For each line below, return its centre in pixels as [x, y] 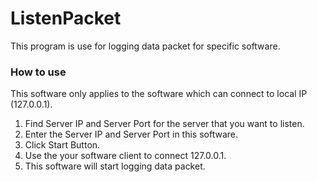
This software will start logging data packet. [115, 166]
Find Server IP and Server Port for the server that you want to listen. [164, 124]
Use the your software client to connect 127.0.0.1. [125, 156]
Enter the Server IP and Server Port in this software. [131, 134]
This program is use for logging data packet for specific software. [145, 46]
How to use [38, 72]
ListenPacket [66, 18]
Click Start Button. [62, 145]
